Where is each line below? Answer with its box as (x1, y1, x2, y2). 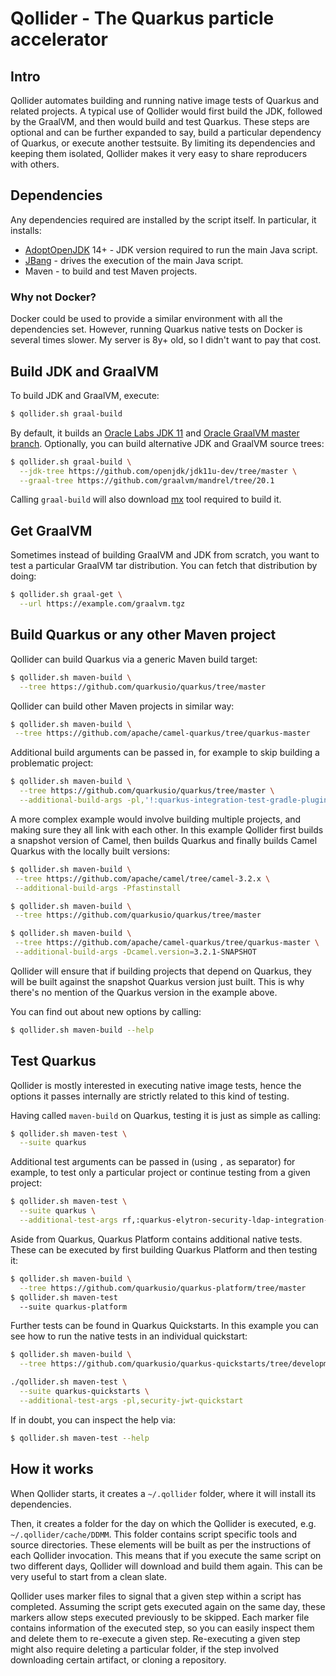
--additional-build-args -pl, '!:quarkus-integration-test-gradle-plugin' (19, 795, 333, 806)
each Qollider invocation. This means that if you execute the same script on (10, 1549, 322, 1561)
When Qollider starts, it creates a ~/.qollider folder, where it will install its (10, 1487, 317, 1499)
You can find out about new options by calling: (10, 1005, 202, 1017)
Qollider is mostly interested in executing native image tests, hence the (10, 1079, 302, 1091)
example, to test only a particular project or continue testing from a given (10, 1167, 311, 1179)
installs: (10, 224, 42, 236)
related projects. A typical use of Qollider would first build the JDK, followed (10, 105, 323, 117)
